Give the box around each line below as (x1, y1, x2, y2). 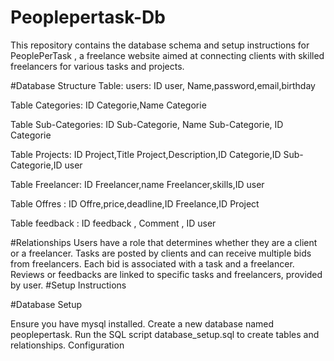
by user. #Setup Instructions (10, 279, 127, 291)
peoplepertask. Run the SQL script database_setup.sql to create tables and (10, 328, 320, 340)
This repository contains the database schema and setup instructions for (10, 39, 310, 51)
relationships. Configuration (10, 339, 125, 351)
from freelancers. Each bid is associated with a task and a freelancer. (10, 257, 295, 270)
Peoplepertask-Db (10, 6, 166, 29)
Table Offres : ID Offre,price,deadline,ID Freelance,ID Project (10, 197, 260, 210)
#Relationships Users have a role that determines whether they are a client (10, 236, 318, 248)
